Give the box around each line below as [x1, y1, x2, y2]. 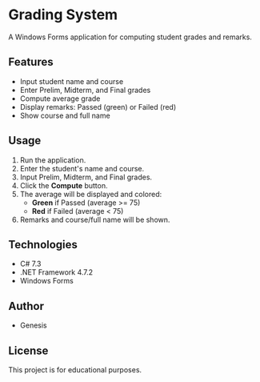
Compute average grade [19, 94, 101, 103]
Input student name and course [19, 76, 124, 86]
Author [8, 299, 44, 313]
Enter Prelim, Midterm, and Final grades [19, 85, 151, 94]
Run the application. [19, 155, 86, 165]
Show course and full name [19, 111, 110, 120]
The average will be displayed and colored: [19, 189, 162, 199]
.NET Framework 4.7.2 [19, 267, 94, 277]
